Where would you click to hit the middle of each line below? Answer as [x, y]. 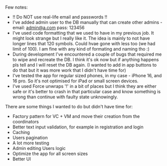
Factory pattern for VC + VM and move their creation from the [76, 116]
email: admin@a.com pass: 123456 [48, 28]
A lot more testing [31, 143]
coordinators [25, 122]
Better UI [21, 159]
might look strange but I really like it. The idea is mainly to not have [81, 38]
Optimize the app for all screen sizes [50, 153]
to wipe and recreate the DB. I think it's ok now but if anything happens [85, 59]
